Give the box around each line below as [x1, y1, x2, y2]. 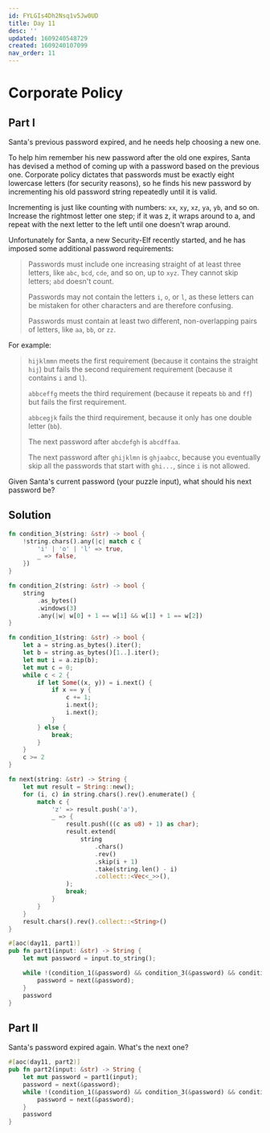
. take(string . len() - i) [94, 865, 178, 873]
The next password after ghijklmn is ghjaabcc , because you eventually [27, 452, 261, 462]
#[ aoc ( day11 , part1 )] [8, 939, 81, 948]
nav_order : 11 [8, 49, 56, 57]
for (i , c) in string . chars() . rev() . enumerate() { [22, 790, 196, 798]
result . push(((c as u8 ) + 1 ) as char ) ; [65, 820, 199, 829]
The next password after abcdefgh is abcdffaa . [27, 437, 181, 447]
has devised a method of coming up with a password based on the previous [8, 162, 260, 171]
